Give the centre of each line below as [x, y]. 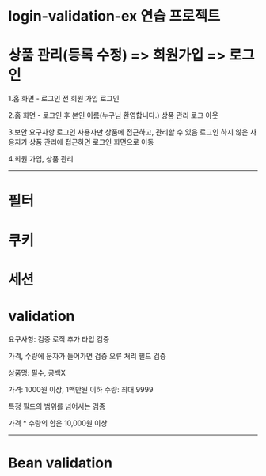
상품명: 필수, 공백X [37, 372]
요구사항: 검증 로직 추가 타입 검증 [59, 339]
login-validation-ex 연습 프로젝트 [114, 16]
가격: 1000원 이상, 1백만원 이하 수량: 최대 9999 [81, 389]
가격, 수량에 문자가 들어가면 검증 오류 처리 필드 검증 [87, 356]
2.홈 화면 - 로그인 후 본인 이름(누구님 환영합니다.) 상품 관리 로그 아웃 [114, 115]
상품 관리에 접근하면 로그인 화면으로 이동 [91, 142]
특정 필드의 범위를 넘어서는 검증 [57, 406]
